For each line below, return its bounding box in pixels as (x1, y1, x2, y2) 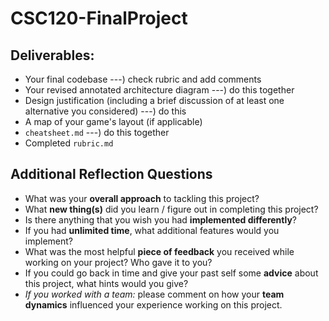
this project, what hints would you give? (24, 277, 189, 289)
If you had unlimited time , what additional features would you (24, 224, 280, 236)
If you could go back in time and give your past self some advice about (24, 267, 319, 279)
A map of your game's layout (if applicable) (24, 116, 203, 127)
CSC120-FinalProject (10, 7, 188, 30)
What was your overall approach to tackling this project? (24, 192, 260, 204)
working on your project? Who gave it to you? (24, 256, 213, 268)
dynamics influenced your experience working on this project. (24, 298, 283, 311)
